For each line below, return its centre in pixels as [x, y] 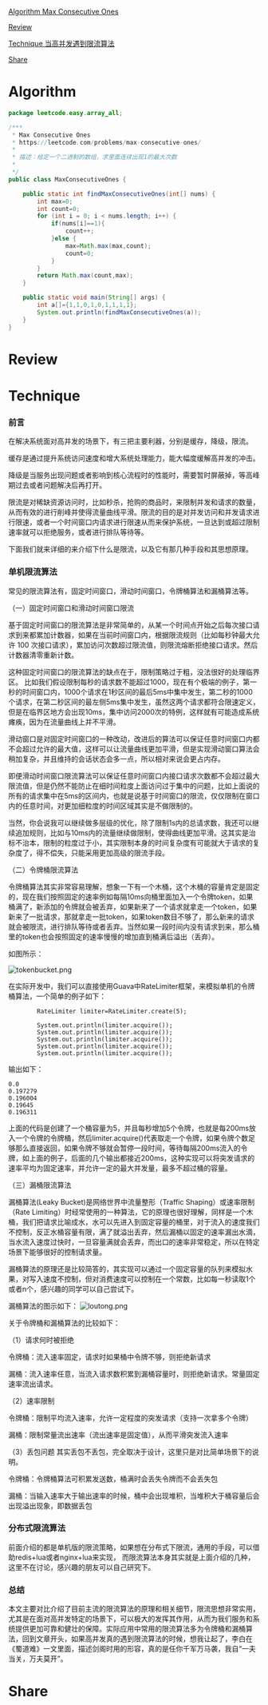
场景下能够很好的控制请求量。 [57, 1252]
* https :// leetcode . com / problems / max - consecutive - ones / [106, 142]
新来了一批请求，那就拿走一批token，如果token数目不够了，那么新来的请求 [132, 916]
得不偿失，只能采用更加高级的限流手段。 [102, 852]
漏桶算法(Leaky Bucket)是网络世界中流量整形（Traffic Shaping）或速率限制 [132, 1201]
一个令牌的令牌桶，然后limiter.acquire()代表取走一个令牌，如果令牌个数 [132, 1137]
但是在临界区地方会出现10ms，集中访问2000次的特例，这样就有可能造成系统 [134, 711]
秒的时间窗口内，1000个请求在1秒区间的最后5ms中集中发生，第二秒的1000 [131, 691]
